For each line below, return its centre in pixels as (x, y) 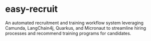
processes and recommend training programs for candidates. (68, 33)
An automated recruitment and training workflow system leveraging (74, 23)
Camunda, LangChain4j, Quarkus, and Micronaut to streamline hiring (75, 28)
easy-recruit (32, 9)
